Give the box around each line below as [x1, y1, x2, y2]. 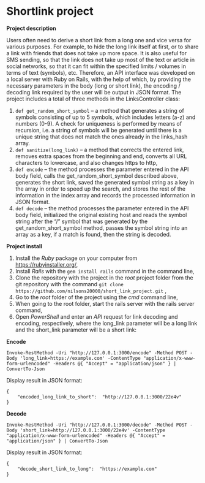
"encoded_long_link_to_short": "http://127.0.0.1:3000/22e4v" [17, 394, 182, 400]
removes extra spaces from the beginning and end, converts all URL [15, 152, 187, 160]
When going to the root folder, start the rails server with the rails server [15, 300, 195, 307]
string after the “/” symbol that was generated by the [15, 218, 148, 225]
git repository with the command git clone [15, 280, 124, 287]
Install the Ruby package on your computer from [15, 254, 138, 262]
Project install [6, 242, 43, 249]
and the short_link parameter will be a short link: [15, 326, 136, 333]
